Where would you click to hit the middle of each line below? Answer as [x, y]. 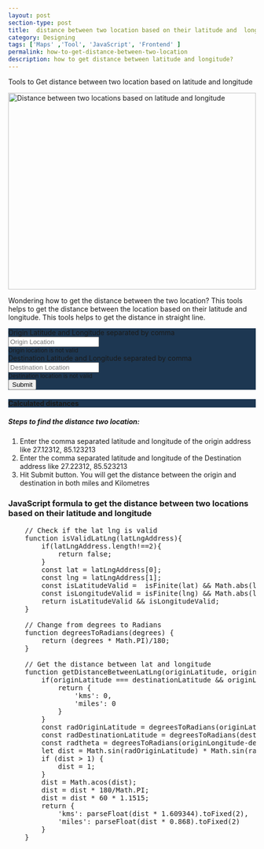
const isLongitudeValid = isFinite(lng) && [126, 593]
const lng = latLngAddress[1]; [101, 578]
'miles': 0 [95, 703]
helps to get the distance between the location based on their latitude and [128, 308]
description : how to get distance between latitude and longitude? [121, 60]
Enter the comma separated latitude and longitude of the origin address [135, 441]
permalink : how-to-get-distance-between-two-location [98, 52]
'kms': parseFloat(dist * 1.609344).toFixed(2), [153, 814]
